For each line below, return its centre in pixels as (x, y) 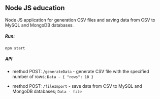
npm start (15, 48)
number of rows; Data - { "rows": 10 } (53, 76)
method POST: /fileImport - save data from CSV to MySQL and (77, 86)
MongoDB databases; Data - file (47, 91)
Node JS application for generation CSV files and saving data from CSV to (80, 20)
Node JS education (35, 8)
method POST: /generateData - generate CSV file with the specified (80, 71)
